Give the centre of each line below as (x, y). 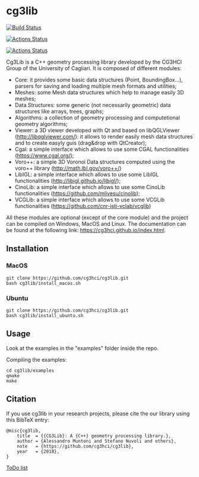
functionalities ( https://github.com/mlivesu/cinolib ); (77, 193)
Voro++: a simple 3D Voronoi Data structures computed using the (95, 162)
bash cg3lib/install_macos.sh (44, 283)
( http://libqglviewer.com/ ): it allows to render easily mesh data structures (104, 136)
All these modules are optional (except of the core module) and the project (97, 217)
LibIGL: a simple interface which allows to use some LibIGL (87, 174)
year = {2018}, (38, 451)
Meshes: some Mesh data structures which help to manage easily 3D (99, 92)
